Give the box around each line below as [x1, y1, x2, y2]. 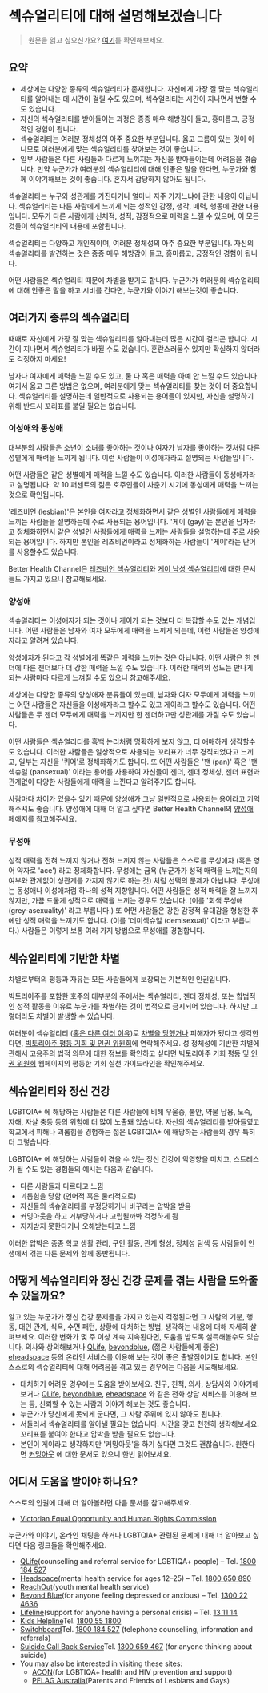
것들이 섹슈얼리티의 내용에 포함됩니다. [8, 221, 126, 231]
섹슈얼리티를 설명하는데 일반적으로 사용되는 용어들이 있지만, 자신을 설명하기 [18, 390, 254, 401]
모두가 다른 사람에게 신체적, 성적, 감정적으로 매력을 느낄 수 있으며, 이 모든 [31, 211, 260, 220]
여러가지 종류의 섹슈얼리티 [8, 311, 130, 325]
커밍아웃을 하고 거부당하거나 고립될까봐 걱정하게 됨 [19, 1211, 178, 1221]
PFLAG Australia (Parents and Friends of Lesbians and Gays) [31, 1675, 230, 1685]
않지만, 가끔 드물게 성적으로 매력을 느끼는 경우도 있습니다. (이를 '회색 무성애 [8, 895, 243, 906]
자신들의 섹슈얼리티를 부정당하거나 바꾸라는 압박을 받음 [19, 1202, 192, 1211]
